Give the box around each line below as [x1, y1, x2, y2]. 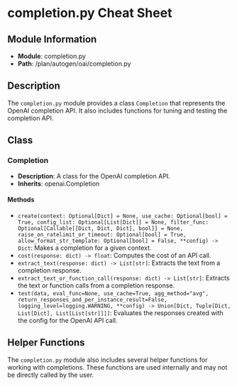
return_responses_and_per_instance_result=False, [17, 296, 168, 303]
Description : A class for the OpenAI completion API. [17, 171, 170, 180]
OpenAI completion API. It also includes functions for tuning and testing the [7, 106, 228, 115]
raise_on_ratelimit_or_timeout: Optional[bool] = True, [17, 231, 187, 238]
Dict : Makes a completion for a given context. [17, 243, 152, 252]
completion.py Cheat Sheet [7, 5, 172, 21]
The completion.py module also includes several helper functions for [7, 356, 208, 364]
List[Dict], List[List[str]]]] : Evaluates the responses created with [17, 308, 224, 317]
